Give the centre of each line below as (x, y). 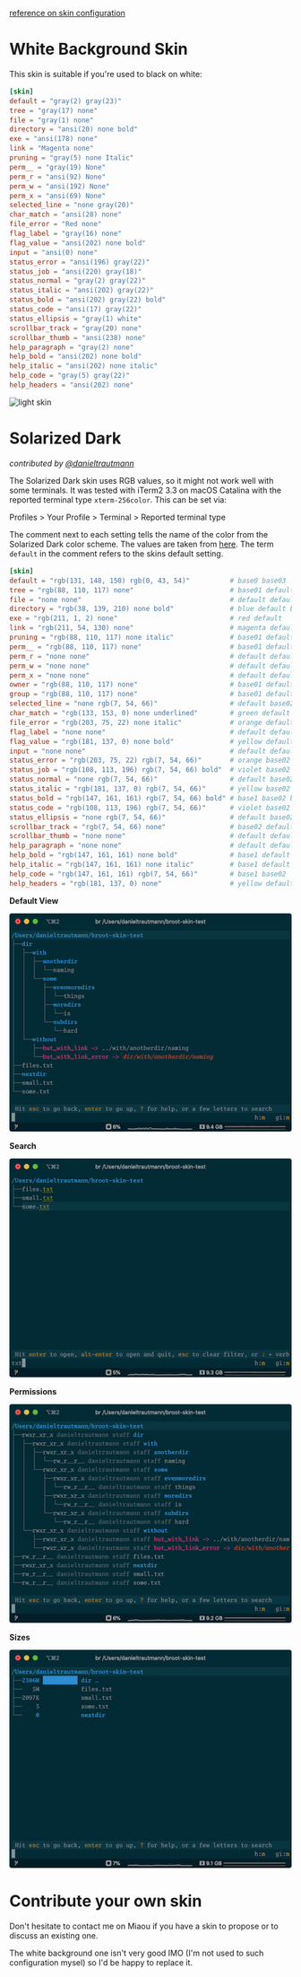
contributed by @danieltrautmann (72, 463)
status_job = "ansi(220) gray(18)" (76, 271)
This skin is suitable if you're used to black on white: (106, 74)
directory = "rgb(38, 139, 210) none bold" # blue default (148, 609)
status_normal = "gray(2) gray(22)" (77, 281)
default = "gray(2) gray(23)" (66, 101)
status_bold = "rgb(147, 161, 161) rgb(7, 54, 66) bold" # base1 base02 (148, 798)
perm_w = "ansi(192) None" (60, 186)
